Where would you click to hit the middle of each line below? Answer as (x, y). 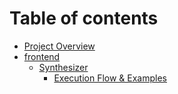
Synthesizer (63, 67)
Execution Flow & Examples (110, 78)
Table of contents (84, 18)
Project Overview (59, 46)
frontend (42, 56)
